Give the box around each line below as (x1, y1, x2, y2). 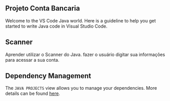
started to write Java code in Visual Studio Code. (5, 23, 108, 29)
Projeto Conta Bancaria (5, 4, 80, 13)
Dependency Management (5, 71, 91, 81)
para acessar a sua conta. (5, 57, 59, 63)
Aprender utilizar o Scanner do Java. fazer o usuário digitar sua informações (5, 51, 165, 58)
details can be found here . (5, 90, 60, 96)
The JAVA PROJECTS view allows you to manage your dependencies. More (5, 85, 157, 91)
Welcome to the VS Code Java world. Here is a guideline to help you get (5, 17, 156, 23)
